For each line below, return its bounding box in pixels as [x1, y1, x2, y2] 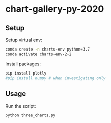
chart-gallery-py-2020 [5, 3, 104, 15]
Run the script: [5, 103, 36, 109]
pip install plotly [5, 70, 47, 76]
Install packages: [5, 61, 41, 67]
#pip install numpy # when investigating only [5, 75, 106, 81]
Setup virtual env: [5, 37, 42, 43]
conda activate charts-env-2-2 [5, 52, 72, 57]
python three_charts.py [5, 113, 56, 118]
